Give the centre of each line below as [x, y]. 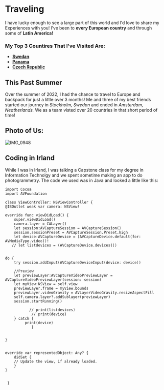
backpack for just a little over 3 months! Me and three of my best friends [78, 100]
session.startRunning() [38, 301]
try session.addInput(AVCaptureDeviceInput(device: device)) [77, 262]
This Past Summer [34, 82]
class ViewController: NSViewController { [49, 202]
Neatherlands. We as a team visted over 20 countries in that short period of [81, 110]
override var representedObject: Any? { [47, 353]
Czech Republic [29, 67]
